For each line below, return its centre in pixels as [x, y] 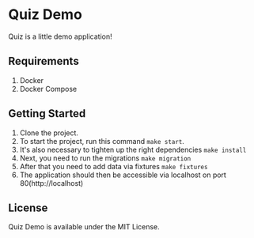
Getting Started [47, 113]
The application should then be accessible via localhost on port [123, 175]
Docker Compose [48, 89]
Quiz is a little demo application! [60, 36]
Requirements [44, 61]
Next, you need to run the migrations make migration [105, 158]
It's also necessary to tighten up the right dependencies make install [133, 149]
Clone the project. [49, 133]
